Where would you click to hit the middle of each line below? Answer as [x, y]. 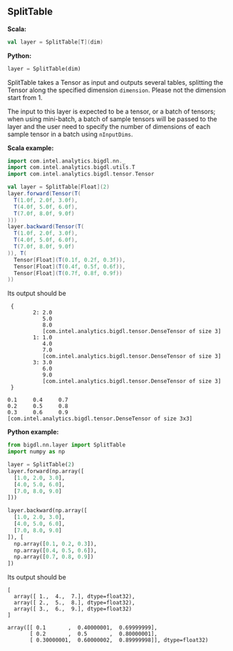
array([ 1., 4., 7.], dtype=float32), [74, 597]
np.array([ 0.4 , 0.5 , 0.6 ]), [56, 550]
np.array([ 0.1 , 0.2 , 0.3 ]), [56, 544]
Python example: [33, 432]
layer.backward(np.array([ [47, 511]
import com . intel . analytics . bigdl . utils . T [71, 168]
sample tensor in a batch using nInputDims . [70, 134]
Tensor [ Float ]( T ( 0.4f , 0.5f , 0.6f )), [70, 267]
